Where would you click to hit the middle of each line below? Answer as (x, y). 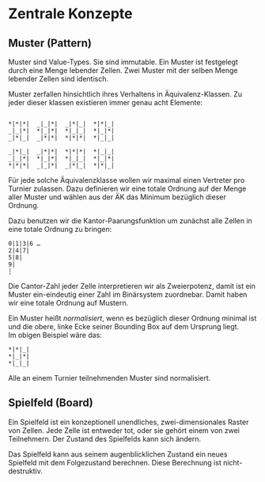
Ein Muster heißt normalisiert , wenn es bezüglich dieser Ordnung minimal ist (132, 318)
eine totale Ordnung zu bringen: (60, 229)
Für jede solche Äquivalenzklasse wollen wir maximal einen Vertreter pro (127, 180)
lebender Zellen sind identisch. (59, 79)
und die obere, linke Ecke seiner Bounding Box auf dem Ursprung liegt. (124, 326)
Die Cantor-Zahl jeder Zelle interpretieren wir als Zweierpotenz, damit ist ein (132, 286)
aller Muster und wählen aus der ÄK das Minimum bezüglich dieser (117, 197)
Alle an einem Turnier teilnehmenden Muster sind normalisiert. (110, 378)
